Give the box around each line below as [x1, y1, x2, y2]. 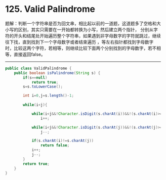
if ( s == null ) [23, 75, 48, 80]
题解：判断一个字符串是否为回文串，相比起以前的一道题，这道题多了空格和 [5, 20, 157, 26]
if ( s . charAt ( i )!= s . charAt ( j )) [31, 138, 94, 143]
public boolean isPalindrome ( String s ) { [14, 70, 100, 75]
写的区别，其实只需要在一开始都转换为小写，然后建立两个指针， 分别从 [9, 26, 154, 33]
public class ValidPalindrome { [5, 66, 72, 71]
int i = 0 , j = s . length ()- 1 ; [23, 93, 74, 98]
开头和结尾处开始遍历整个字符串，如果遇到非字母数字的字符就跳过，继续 [13, 33, 161, 39]
